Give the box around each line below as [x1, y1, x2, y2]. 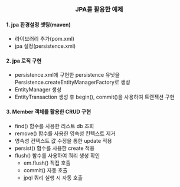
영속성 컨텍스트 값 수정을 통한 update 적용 [14, 137, 112, 144]
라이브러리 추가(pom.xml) [14, 35, 75, 42]
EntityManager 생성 [14, 86, 62, 93]
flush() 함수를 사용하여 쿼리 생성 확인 [14, 152, 100, 159]
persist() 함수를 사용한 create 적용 [14, 145, 95, 152]
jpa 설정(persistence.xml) [14, 42, 76, 50]
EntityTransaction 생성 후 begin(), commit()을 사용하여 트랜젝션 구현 [14, 93, 175, 101]
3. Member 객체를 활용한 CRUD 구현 [6, 108, 91, 115]
